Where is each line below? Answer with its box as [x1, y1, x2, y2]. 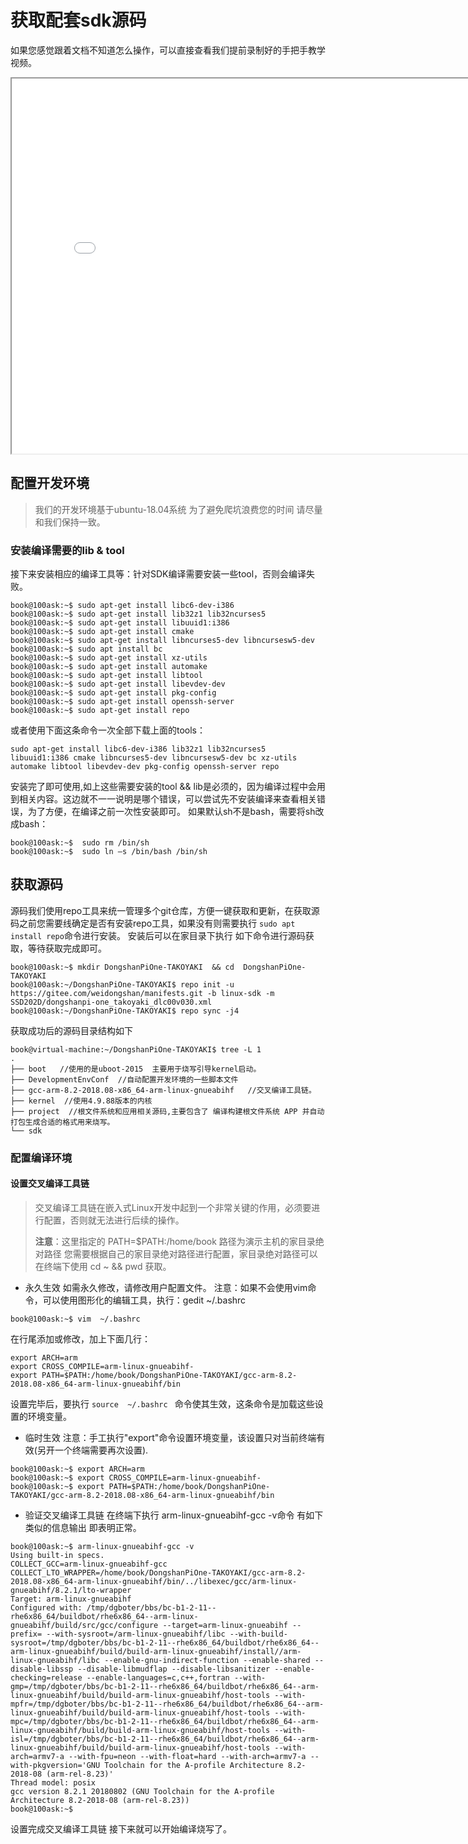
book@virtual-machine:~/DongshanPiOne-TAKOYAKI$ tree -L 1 [10, 1044, 262, 1055]
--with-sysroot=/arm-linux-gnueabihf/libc [46, 1629, 226, 1639]
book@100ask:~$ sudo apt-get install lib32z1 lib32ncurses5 [10, 609, 267, 620]
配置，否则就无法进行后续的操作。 [43, 1214, 185, 1226]
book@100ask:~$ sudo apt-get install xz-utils [10, 653, 208, 663]
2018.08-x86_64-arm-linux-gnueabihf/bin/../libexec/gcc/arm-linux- [10, 1576, 298, 1586]
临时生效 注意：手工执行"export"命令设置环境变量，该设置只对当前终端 [24, 1431, 317, 1443]
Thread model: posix [10, 1777, 97, 1788]
